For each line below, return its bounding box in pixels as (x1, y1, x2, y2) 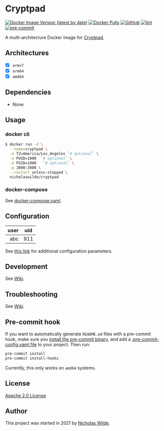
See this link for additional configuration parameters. (5, 248, 113, 254)
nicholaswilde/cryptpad (9, 174, 59, 179)
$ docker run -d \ (5, 142, 43, 147)
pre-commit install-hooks (5, 356, 59, 361)
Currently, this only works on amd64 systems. (5, 365, 96, 371)
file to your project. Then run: (30, 341, 90, 347)
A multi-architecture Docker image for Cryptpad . (5, 34, 105, 40)
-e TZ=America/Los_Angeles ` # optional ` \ (9, 151, 99, 156)
